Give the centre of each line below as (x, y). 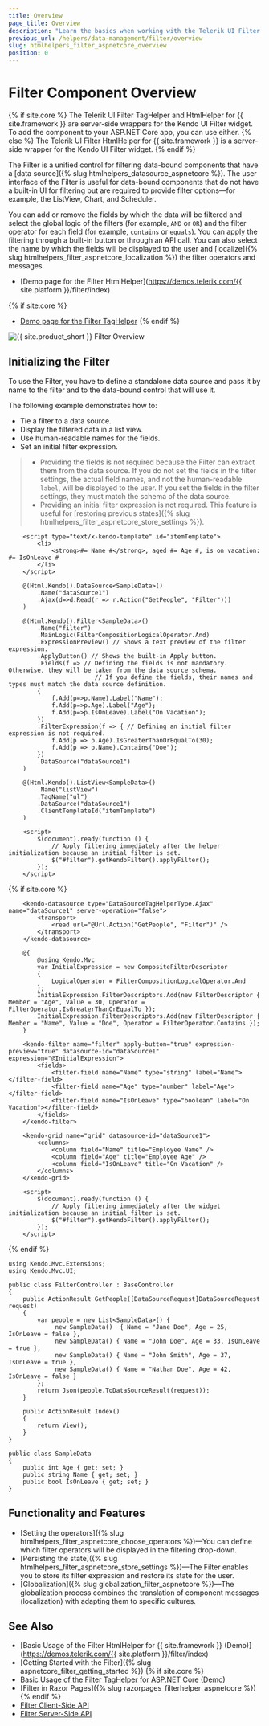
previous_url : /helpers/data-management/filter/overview (106, 38)
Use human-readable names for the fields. (90, 438)
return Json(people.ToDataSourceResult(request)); (124, 1390)
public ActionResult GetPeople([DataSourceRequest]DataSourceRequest (142, 1299)
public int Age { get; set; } (73, 1467)
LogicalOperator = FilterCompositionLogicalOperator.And (149, 981)
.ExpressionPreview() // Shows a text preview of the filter (142, 642)
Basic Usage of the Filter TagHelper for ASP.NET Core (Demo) (123, 1679)
